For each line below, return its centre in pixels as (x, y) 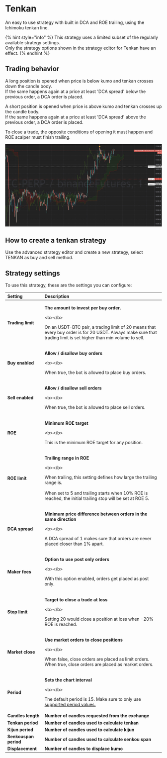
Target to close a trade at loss (76, 599)
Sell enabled (20, 398)
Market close (21, 652)
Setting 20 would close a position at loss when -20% (99, 619)
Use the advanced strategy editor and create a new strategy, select (74, 252)
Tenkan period (23, 723)
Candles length (23, 716)
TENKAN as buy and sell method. (39, 258)
